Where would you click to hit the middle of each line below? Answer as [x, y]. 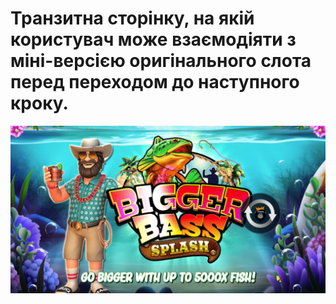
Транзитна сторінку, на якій [132, 18]
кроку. [39, 103]
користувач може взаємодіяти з [153, 39]
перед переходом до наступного [155, 82]
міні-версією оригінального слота [161, 61]
